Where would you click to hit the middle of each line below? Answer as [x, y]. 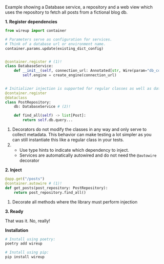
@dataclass [16, 98]
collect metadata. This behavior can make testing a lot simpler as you [82, 134]
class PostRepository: [28, 102]
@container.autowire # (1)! [34, 183]
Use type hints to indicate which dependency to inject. [74, 150]
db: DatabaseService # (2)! [42, 107]
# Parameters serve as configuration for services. [59, 39]
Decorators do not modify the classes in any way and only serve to [79, 129]
